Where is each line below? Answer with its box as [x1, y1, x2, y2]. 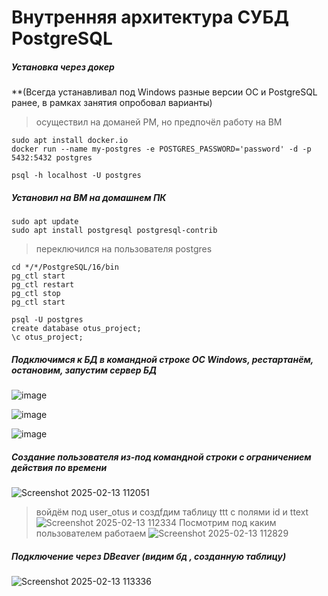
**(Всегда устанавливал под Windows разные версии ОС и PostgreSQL [11, 86, 318, 98]
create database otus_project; [11, 324, 142, 334]
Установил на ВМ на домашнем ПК [11, 191, 167, 203]
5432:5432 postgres [11, 153, 93, 163]
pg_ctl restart [11, 280, 75, 290]
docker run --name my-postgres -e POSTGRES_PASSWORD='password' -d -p [11, 144, 312, 155]
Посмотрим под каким [178, 517, 277, 529]
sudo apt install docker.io [11, 136, 129, 146]
